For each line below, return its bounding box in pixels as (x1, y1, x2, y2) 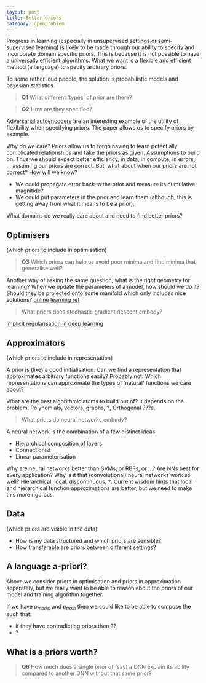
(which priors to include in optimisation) (6, 247, 107, 254)
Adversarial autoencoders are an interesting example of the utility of (6, 117, 179, 125)
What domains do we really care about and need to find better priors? (6, 212, 183, 219)
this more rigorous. (6, 491, 55, 498)
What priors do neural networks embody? (21, 416, 127, 423)
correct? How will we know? (6, 168, 78, 176)
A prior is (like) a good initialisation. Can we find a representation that (6, 366, 181, 373)
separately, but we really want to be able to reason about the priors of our (6, 584, 193, 591)
